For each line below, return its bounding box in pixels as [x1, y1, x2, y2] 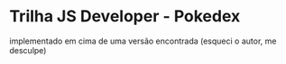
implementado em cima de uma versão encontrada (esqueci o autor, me [9, 36, 277, 46]
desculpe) [9, 44, 47, 55]
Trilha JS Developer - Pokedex [9, 6, 241, 27]
